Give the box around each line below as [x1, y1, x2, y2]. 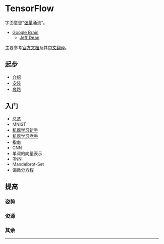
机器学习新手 [12, 127, 38, 133]
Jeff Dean [19, 35, 40, 40]
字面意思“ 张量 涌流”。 [5, 19, 48, 25]
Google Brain [12, 29, 39, 35]
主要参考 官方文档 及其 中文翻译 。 [5, 44, 69, 50]
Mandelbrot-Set [12, 161, 44, 167]
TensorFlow [5, 3, 54, 14]
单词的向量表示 [12, 150, 42, 156]
